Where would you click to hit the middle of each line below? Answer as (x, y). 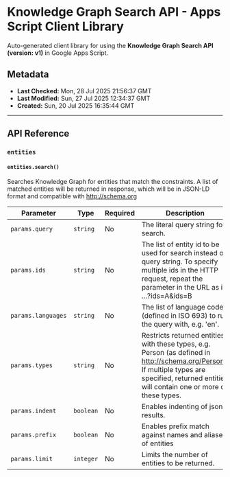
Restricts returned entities (183, 336)
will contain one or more (180, 387)
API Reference (38, 133)
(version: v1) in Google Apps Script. (58, 53)
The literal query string (178, 225)
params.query (32, 229)
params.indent (34, 411)
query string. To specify (180, 261)
